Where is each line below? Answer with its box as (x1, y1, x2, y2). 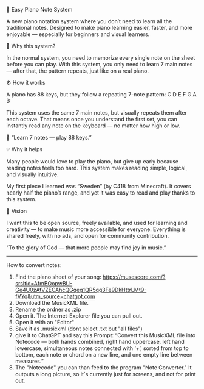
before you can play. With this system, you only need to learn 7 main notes (6, 61, 193, 68)
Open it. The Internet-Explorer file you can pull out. (15, 312, 143, 319)
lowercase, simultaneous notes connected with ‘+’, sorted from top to (15, 344, 189, 352)
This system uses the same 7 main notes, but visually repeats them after (6, 109, 187, 116)
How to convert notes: (6, 262, 62, 268)
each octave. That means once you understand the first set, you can (6, 116, 178, 123)
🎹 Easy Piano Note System (6, 6, 73, 13)
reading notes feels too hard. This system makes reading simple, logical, (6, 165, 188, 171)
